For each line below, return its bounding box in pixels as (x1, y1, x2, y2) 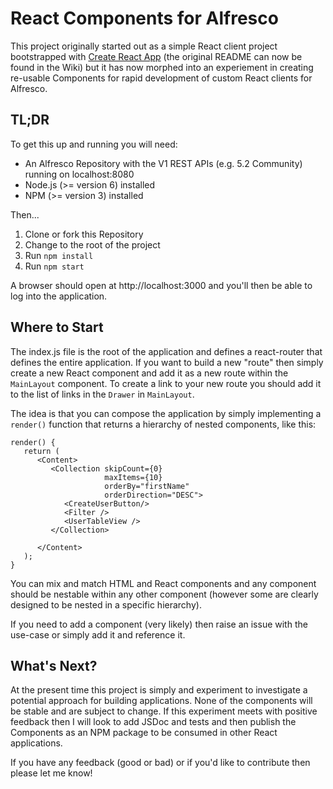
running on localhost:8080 (24, 168, 135, 180)
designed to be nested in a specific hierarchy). (10, 598, 202, 611)
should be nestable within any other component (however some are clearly (10, 588, 319, 600)
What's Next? (10, 657, 98, 674)
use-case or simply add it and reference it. (10, 628, 186, 641)
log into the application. (10, 290, 108, 302)
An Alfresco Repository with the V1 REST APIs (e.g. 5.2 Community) (24, 157, 303, 169)
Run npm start (24, 260, 85, 272)
